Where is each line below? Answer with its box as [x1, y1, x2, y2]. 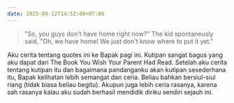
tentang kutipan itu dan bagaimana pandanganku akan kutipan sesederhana [7, 65, 226, 74]
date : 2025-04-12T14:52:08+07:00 [7, 10, 105, 18]
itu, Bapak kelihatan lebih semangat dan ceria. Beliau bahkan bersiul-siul [7, 73, 216, 81]
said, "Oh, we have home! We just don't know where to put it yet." [24, 36, 214, 46]
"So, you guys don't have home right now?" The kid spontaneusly [24, 29, 214, 38]
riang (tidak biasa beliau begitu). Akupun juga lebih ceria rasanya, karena [7, 80, 218, 88]
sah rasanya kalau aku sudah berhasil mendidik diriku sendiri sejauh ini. [7, 88, 213, 96]
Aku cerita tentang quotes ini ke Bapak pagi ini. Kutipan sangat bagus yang [7, 50, 224, 59]
